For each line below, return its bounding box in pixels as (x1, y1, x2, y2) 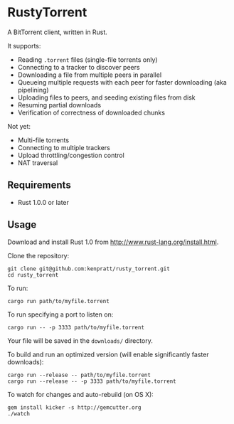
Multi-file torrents (17, 136, 70, 144)
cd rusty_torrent (7, 271, 59, 278)
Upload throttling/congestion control (17, 151, 124, 159)
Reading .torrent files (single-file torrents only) (17, 55, 158, 64)
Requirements (7, 179, 71, 191)
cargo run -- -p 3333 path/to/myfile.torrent (7, 324, 144, 331)
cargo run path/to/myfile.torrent (7, 297, 110, 304)
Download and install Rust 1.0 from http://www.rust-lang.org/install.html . (7, 238, 219, 246)
